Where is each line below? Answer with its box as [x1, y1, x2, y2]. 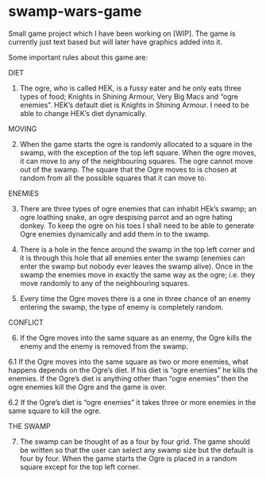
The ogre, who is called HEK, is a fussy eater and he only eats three [19, 83, 242, 93]
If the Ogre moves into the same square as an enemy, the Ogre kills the [19, 333, 253, 342]
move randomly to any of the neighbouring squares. [19, 278, 191, 288]
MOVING [8, 124, 37, 133]
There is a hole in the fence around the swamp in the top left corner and [19, 245, 256, 254]
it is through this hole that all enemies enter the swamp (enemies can [19, 253, 245, 262]
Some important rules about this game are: [8, 52, 148, 62]
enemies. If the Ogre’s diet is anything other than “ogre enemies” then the [8, 373, 249, 383]
